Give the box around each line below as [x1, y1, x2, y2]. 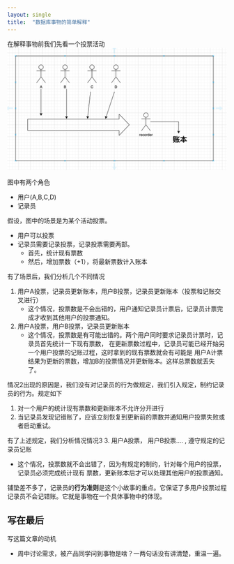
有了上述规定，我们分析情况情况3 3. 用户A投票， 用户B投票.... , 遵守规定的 [7, 436, 219, 445]
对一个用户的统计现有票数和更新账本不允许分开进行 [17, 404, 164, 413]
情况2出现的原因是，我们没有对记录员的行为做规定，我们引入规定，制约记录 [7, 380, 225, 389]
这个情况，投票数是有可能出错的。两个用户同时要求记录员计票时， [27, 331, 217, 339]
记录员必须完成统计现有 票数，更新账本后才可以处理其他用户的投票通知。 [17, 468, 227, 477]
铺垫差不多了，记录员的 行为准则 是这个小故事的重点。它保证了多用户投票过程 [7, 484, 227, 492]
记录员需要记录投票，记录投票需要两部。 [17, 240, 134, 248]
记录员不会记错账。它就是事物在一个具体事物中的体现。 [7, 492, 166, 500]
